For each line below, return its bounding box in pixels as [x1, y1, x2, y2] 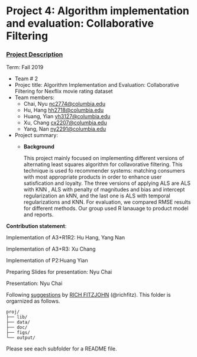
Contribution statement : [6, 223, 67, 230]
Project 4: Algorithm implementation [6, 4, 189, 18]
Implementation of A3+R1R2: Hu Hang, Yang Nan [6, 234, 125, 241]
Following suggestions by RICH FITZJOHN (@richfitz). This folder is [6, 291, 171, 298]
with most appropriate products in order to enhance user [23, 173, 162, 181]
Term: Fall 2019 [6, 64, 44, 71]
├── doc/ [6, 324, 28, 330]
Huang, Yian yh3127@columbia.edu [23, 113, 111, 120]
